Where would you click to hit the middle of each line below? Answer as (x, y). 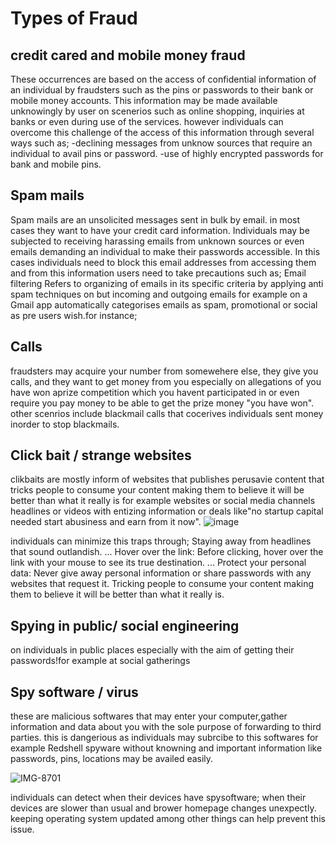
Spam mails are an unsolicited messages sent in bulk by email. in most (155, 219)
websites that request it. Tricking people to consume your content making (162, 584)
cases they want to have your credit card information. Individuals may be (160, 230)
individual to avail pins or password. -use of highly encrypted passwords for (167, 153)
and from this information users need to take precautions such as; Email (158, 273)
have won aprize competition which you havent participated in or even (155, 392)
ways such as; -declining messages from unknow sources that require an (161, 143)
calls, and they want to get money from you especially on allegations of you (166, 381)
